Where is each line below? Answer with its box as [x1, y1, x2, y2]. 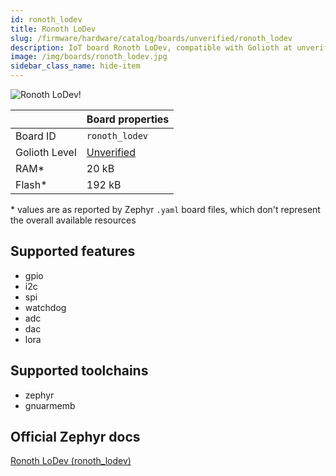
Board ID [15, 129, 57, 143]
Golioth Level [15, 146, 77, 159]
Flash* [15, 178, 48, 191]
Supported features [10, 243, 136, 260]
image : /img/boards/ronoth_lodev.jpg [10, 52, 168, 62]
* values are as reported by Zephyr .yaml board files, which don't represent [10, 204, 321, 215]
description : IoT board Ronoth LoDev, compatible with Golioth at [10, 42, 293, 53]
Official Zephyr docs [10, 429, 141, 446]
